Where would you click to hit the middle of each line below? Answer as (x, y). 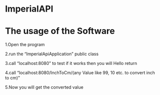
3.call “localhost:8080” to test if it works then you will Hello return (71, 63)
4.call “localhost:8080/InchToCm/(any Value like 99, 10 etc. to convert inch (80, 73)
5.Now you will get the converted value (44, 87)
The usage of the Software (60, 31)
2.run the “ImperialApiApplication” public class (52, 54)
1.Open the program (25, 45)
